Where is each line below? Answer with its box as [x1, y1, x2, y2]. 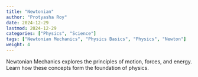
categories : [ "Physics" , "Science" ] [6, 31, 96, 37]
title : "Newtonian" [6, 8, 54, 15]
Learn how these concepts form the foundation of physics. [6, 64, 150, 71]
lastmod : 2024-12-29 [6, 25, 57, 31]
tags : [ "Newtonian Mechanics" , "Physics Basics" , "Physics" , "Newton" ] [6, 36, 186, 42]
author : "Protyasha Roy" [6, 14, 67, 20]
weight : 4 [6, 42, 31, 48]
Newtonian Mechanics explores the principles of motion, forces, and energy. [6, 57, 192, 65]
